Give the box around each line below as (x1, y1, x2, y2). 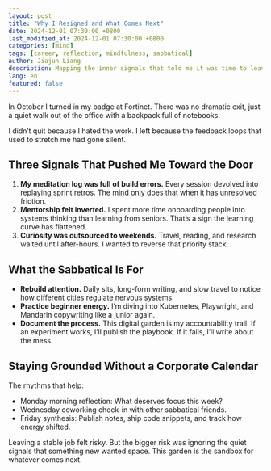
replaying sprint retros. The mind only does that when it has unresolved (19, 187, 258, 198)
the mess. (19, 336, 53, 346)
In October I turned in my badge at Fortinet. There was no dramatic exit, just (8, 102, 261, 111)
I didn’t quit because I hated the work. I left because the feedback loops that (8, 126, 262, 136)
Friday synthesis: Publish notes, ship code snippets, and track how (19, 413, 242, 423)
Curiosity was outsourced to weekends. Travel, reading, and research (19, 231, 256, 241)
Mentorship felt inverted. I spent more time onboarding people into (19, 205, 246, 215)
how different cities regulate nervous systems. (19, 292, 175, 303)
